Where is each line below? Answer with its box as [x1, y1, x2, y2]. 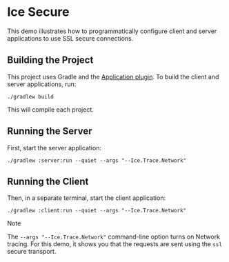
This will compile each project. [7, 105, 94, 114]
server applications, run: [7, 80, 77, 88]
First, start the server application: [7, 143, 102, 152]
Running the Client [7, 175, 89, 187]
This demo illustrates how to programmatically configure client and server [7, 27, 217, 35]
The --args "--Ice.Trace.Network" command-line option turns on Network [7, 232, 221, 241]
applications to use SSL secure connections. [7, 34, 134, 42]
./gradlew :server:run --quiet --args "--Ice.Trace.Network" [7, 157, 187, 164]
